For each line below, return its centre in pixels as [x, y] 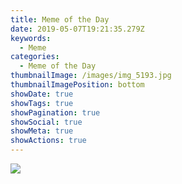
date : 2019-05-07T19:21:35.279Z [77, 29]
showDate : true [42, 94]
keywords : [31, 38]
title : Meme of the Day [60, 19]
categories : [35, 57]
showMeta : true [42, 131]
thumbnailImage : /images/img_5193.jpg [91, 76]
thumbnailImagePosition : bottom [77, 85]
